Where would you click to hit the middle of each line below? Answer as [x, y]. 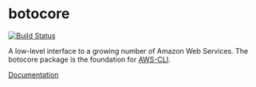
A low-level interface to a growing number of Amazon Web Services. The [128, 51]
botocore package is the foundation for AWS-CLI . [89, 59]
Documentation [33, 74]
